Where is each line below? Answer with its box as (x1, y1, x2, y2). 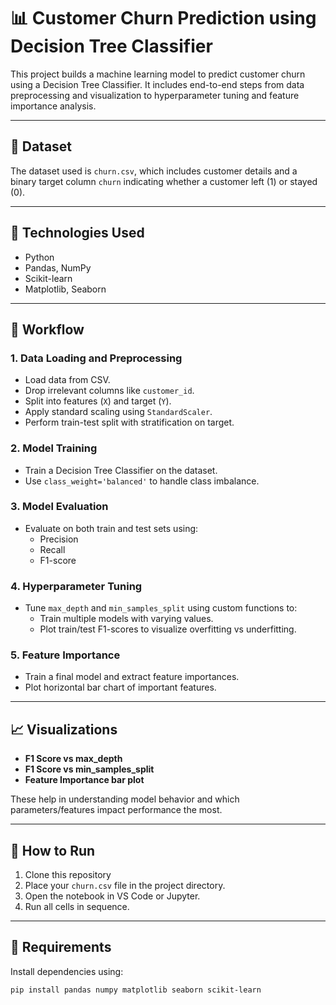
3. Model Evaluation (10, 500, 109, 514)
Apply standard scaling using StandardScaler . (24, 406, 213, 418)
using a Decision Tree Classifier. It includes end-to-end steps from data (10, 78, 305, 90)
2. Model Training (10, 441, 98, 455)
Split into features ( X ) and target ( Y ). (24, 395, 172, 407)
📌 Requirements (10, 939, 112, 956)
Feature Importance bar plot (24, 774, 145, 786)
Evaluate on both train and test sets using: (24, 522, 199, 534)
